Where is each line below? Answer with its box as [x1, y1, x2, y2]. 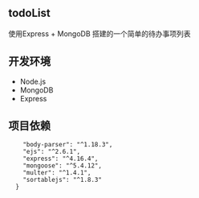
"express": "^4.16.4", [22, 155, 99, 163]
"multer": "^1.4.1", [22, 169, 91, 177]
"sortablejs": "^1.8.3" [22, 176, 103, 184]
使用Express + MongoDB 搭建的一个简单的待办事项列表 [8, 28, 191, 39]
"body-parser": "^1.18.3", [22, 141, 113, 149]
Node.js [19, 76, 47, 86]
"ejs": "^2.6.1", [22, 148, 81, 156]
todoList [8, 6, 51, 20]
